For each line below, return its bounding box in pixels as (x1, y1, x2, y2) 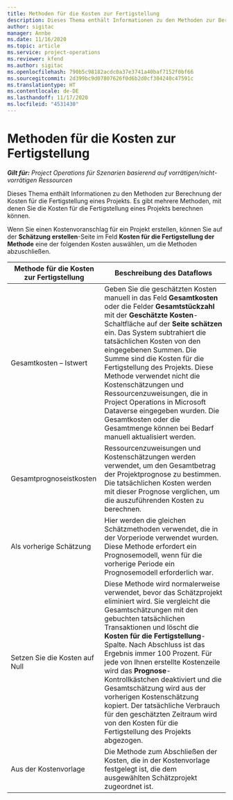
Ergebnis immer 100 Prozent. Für (104, 648, 213, 658)
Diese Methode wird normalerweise (104, 579, 221, 589)
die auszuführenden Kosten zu (104, 495, 205, 505)
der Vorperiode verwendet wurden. (104, 533, 219, 543)
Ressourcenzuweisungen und (104, 443, 201, 453)
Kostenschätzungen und (104, 380, 184, 390)
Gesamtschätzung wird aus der (104, 683, 207, 693)
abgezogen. (104, 735, 144, 745)
